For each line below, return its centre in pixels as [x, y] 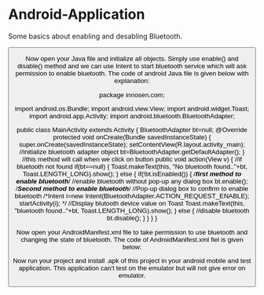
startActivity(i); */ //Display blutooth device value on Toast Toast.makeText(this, [132, 204]
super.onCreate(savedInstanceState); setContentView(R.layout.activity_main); [132, 145]
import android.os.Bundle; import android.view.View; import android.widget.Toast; [132, 109]
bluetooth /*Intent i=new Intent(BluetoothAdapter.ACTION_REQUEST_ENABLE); [132, 197]
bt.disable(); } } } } [132, 219]
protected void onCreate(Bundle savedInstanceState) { [132, 138]
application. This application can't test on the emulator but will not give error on [132, 268]
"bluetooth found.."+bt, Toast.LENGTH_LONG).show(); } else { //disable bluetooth [132, 211]
